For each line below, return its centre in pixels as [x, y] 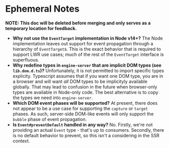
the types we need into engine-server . [53, 98]
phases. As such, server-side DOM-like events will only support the [83, 114]
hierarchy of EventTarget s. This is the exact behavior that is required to [87, 49]
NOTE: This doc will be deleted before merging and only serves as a [78, 23]
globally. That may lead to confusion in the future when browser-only [85, 86]
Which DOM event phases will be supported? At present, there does [85, 103]
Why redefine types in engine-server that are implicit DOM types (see [87, 65]
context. [21, 141]
